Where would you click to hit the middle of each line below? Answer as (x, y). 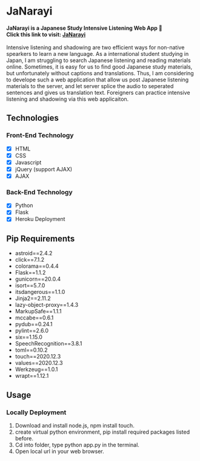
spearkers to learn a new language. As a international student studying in (98, 53)
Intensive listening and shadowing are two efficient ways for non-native (95, 47)
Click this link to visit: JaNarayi (46, 34)
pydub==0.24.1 (34, 324)
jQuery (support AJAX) (44, 169)
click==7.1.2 (30, 260)
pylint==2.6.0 (32, 331)
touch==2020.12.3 (38, 357)
